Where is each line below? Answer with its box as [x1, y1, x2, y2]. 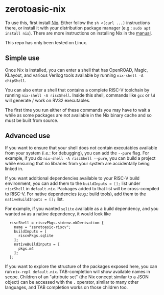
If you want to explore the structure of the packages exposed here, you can [5, 263, 158, 269]
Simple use [5, 54, 40, 62]
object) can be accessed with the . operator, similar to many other [5, 279, 139, 285]
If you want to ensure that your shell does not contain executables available [5, 145, 158, 150]
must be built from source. [5, 117, 59, 123]
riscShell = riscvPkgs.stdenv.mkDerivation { [9, 220, 104, 225]
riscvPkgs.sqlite [18, 233, 54, 238]
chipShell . [5, 77, 26, 83]
